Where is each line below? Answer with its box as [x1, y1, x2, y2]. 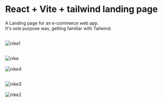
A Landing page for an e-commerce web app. [5, 20, 99, 26]
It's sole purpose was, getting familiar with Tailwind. [5, 25, 112, 31]
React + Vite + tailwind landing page [5, 3, 158, 15]
